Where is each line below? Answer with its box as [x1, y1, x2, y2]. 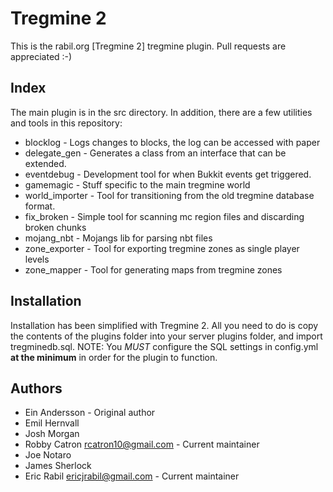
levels [24, 253, 50, 265]
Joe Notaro [24, 449, 72, 461]
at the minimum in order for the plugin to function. [10, 351, 218, 363]
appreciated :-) [10, 50, 73, 62]
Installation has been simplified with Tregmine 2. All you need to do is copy [10, 319, 319, 331]
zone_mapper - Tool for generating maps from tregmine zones [24, 263, 283, 276]
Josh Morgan [24, 428, 80, 440]
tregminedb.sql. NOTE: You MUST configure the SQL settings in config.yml [10, 340, 319, 352]
